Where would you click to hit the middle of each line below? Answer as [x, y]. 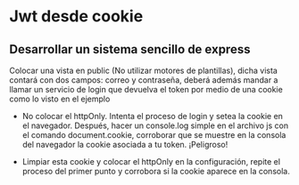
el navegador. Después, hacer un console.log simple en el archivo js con [155, 125]
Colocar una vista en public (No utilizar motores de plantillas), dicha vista [144, 70]
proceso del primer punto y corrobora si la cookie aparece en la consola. [156, 171]
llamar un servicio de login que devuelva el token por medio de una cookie [146, 89]
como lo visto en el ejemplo [60, 99]
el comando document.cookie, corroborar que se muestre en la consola [154, 135]
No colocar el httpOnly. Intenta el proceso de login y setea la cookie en [153, 116]
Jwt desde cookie [76, 16]
